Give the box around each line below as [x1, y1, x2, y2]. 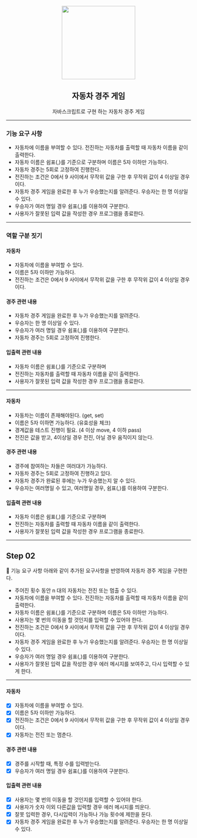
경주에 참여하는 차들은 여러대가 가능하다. [14, 463, 107, 470]
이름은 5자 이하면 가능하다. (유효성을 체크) [14, 419, 111, 426]
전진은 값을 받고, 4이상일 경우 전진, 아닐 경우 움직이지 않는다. [14, 433, 154, 440]
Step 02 [6, 551, 36, 561]
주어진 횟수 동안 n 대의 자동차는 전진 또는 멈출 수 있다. [14, 587, 138, 594]
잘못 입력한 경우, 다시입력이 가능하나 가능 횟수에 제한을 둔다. [14, 811, 152, 818]
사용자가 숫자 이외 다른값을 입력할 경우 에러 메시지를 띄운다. [14, 803, 151, 810]
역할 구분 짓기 [6, 232, 43, 240]
